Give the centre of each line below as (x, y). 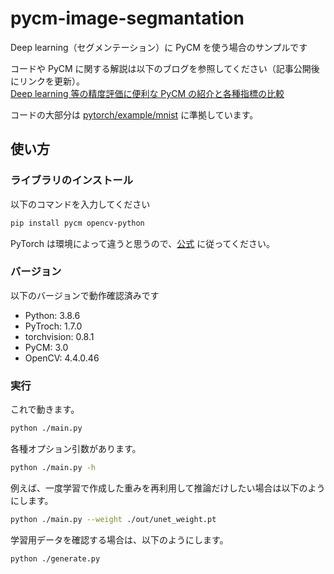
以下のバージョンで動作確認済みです (85, 295)
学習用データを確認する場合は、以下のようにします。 (119, 539)
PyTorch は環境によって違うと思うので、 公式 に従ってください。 (143, 243)
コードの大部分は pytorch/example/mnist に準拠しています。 (134, 114)
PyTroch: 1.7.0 (53, 326)
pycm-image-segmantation (127, 18)
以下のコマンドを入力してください (80, 204)
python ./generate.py (55, 558)
